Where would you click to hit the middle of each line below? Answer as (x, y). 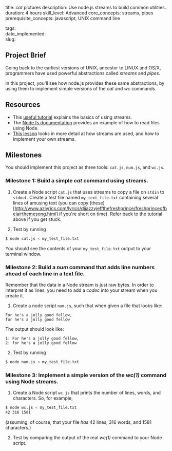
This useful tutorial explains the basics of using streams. (72, 117)
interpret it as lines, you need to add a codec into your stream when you (81, 290)
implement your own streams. (44, 139)
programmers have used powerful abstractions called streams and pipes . (83, 73)
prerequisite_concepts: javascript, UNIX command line (63, 18)
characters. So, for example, (43, 398)
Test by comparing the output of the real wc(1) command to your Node (87, 437)
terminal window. (23, 254)
